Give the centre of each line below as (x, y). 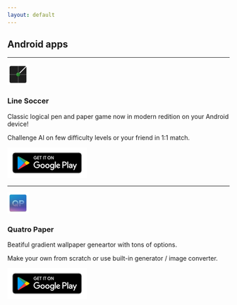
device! (18, 124)
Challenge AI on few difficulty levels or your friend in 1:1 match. (99, 137)
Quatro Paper (31, 229)
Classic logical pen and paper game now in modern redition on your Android (118, 116)
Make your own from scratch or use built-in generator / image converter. (113, 259)
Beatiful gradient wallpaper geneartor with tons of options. (92, 245)
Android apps (38, 45)
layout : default (31, 15)
